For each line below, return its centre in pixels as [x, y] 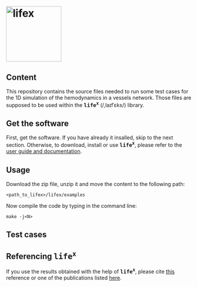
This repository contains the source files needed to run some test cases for [97, 91]
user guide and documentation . [44, 151]
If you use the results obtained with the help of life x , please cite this [91, 271]
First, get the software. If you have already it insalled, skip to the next [90, 138]
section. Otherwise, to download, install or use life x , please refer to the [94, 145]
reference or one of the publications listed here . [64, 278]
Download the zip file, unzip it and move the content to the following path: [96, 184]
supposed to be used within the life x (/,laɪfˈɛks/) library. [75, 105]
